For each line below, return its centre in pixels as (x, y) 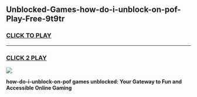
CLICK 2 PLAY (26, 58)
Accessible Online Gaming (39, 88)
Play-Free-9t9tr (35, 19)
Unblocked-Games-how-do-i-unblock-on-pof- (94, 10)
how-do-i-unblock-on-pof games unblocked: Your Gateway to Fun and (94, 81)
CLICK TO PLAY (29, 36)
